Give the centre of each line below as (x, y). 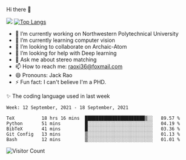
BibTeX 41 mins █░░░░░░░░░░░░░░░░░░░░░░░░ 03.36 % (93, 129)
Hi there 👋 (19, 9)
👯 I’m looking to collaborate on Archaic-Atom (71, 47)
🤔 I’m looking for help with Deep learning (66, 53)
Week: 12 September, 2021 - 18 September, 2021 (68, 108)
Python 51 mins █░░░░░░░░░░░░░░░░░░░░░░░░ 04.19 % (93, 123)
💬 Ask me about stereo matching (56, 60)
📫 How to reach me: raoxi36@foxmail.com (69, 66)
